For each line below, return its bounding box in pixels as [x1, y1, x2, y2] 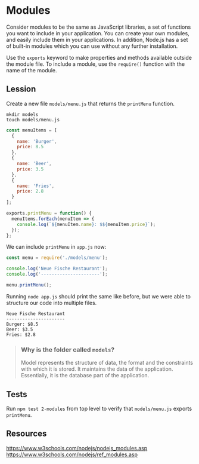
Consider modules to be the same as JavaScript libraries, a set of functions [6, 23, 191, 30]
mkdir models [6, 111, 39, 117]
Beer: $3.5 [6, 326, 33, 332]
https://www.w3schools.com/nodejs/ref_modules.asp [6, 451, 138, 458]
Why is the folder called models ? [20, 345, 115, 353]
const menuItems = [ [6, 127, 58, 133]
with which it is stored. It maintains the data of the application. [20, 365, 173, 373]
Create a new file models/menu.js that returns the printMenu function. [6, 100, 175, 107]
